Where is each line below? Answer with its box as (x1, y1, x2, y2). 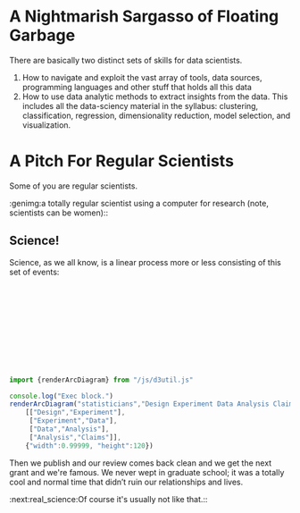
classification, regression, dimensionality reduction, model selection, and (21, 110, 291, 121)
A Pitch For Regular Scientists (9, 151, 235, 172)
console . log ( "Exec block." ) (9, 391, 114, 400)
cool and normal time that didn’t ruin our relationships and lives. (9, 476, 244, 487)
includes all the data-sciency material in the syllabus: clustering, (21, 100, 259, 111)
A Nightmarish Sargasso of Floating (9, 6, 279, 27)
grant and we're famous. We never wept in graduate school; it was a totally (9, 467, 285, 477)
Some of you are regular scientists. (9, 181, 138, 191)
